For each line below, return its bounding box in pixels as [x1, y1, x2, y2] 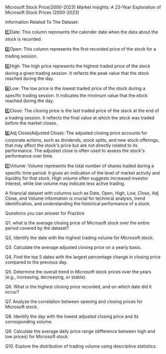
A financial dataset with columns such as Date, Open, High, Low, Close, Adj [5, 190, 159, 196]
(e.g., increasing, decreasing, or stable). [5, 274, 87, 280]
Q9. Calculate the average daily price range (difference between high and [5, 328, 155, 334]
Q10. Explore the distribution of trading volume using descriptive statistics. [5, 343, 157, 349]
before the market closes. [5, 120, 58, 126]
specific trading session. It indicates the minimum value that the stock [5, 93, 148, 98]
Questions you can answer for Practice [5, 210, 85, 216]
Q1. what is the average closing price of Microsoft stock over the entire [5, 220, 150, 226]
